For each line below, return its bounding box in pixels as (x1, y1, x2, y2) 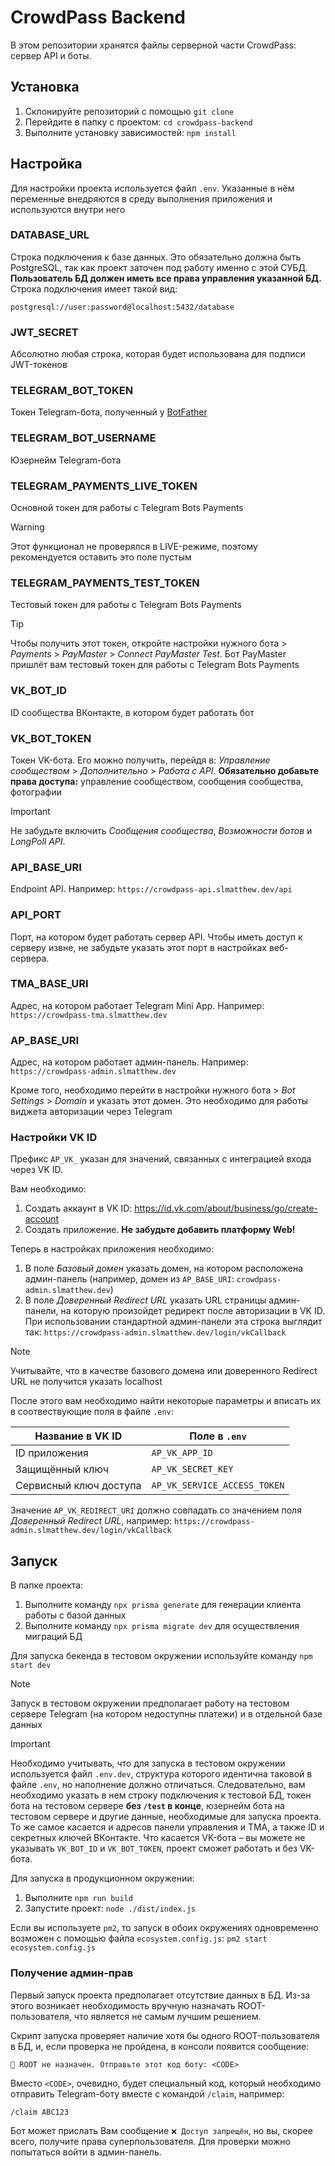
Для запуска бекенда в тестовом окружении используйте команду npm (10, 1650, 313, 1662)
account (24, 1213, 60, 1225)
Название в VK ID (34, 1429, 123, 1443)
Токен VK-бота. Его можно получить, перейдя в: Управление (10, 754, 271, 766)
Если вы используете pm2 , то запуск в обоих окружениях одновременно (10, 1922, 319, 1934)
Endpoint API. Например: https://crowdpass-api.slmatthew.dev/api (10, 883, 293, 895)
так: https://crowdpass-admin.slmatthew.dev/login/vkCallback (24, 1326, 287, 1338)
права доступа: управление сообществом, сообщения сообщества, (10, 775, 304, 787)
